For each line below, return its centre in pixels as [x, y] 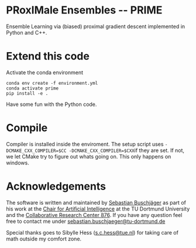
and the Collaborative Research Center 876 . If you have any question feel [94, 215]
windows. [18, 163]
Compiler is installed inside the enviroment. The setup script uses [85, 144]
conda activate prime [32, 88]
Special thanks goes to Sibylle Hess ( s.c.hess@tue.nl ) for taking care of [92, 232]
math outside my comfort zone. [44, 239]
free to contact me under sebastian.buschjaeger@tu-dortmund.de [86, 221]
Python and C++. [27, 32]
